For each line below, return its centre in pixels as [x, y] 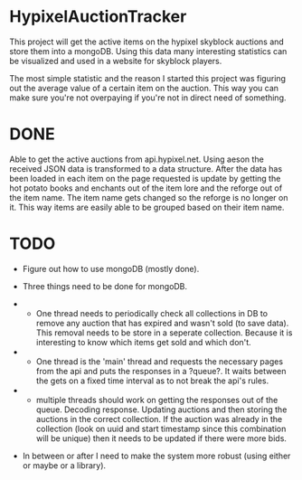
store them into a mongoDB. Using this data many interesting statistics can [148, 51]
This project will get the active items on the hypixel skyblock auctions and [147, 42]
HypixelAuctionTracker [98, 17]
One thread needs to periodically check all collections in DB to [152, 313]
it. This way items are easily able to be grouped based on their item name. [147, 207]
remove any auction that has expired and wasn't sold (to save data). [162, 323]
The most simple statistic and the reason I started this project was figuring [148, 78]
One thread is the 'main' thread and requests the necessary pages [159, 361]
